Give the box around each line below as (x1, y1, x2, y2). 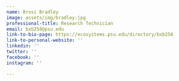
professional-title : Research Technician (6, 20, 114, 26)
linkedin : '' (6, 43, 40, 49)
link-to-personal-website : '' (6, 37, 84, 43)
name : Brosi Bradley (6, 9, 59, 15)
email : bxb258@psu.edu (6, 26, 64, 32)
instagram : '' (6, 60, 43, 66)
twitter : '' (6, 49, 37, 55)
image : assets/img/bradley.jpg (6, 15, 86, 21)
